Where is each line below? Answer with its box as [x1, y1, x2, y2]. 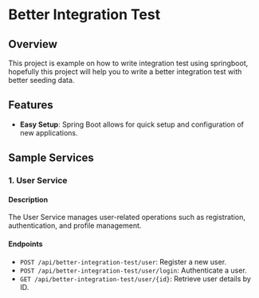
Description [8, 194, 49, 204]
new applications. [19, 127, 78, 137]
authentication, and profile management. [8, 221, 142, 230]
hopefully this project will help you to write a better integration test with [8, 67, 242, 76]
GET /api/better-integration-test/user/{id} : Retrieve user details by [19, 273, 251, 284]
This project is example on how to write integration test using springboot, [8, 58, 249, 68]
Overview [8, 37, 58, 51]
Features [8, 98, 53, 112]
